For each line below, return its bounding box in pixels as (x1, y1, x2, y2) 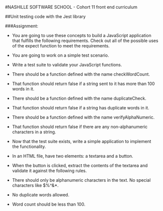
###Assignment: (5, 23, 38, 29)
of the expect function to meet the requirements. (12, 43, 110, 48)
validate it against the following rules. (12, 168, 87, 173)
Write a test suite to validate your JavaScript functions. (12, 62, 123, 67)
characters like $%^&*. (12, 183, 59, 188)
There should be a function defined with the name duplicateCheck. (12, 95, 146, 101)
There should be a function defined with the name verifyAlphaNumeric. (12, 114, 155, 120)
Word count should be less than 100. (12, 201, 86, 207)
